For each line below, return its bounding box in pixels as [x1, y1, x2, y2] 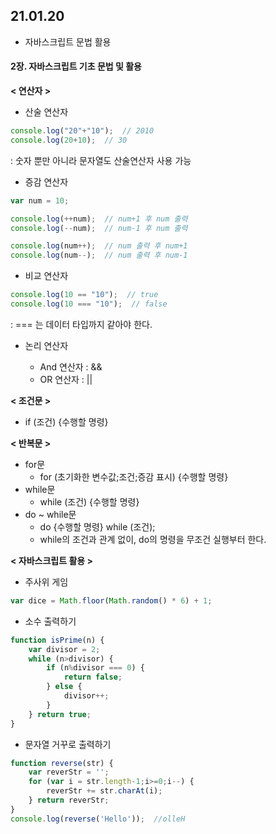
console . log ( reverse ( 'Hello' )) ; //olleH [10, 814, 186, 824]
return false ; [63, 672, 123, 683]
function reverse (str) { [10, 758, 114, 768]
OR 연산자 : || [39, 373, 93, 385]
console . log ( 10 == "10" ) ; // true [10, 290, 159, 300]
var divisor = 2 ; [28, 644, 101, 654]
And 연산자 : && [39, 360, 103, 373]
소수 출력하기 [24, 615, 77, 627]
